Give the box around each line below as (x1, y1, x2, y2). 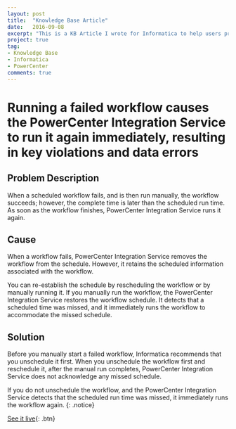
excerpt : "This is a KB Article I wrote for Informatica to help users (7, 30, 221, 37)
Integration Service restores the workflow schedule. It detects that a (7, 296, 204, 305)
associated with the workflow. (7, 267, 93, 276)
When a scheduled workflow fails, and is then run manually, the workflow (7, 191, 219, 199)
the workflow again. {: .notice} (7, 401, 95, 409)
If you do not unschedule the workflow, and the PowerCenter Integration (7, 386, 216, 395)
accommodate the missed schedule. (7, 311, 112, 319)
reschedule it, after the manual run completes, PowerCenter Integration (7, 365, 214, 373)
